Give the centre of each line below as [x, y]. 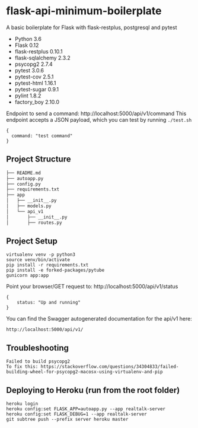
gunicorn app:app [28, 275]
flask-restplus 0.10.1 [39, 51]
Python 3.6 [28, 39]
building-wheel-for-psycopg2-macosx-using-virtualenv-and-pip [84, 372]
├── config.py [24, 184]
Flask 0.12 [27, 45]
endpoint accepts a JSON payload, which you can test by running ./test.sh [99, 119]
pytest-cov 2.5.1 [34, 77]
